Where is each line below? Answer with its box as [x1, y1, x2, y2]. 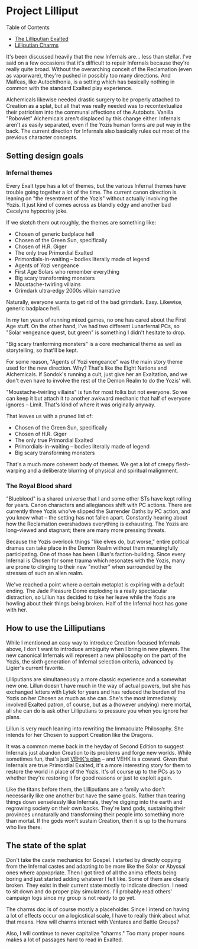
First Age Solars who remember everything [14, 268, 120, 275]
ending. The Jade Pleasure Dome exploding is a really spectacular [6, 587, 167, 594]
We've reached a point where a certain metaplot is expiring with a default [6, 581, 184, 588]
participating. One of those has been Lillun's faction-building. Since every [6, 550, 186, 557]
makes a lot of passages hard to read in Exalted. [6, 936, 124, 943]
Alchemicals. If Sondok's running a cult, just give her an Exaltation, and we [6, 370, 188, 377]
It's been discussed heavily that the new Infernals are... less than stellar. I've [6, 53, 192, 60]
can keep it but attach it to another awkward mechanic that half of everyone [6, 395, 191, 402]
